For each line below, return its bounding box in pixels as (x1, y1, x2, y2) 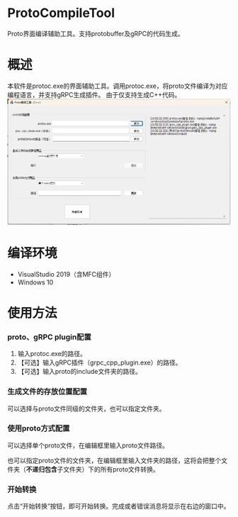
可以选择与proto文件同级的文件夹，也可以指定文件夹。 (7, 404, 166, 413)
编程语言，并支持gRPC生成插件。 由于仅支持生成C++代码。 (7, 90, 181, 99)
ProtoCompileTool (7, 5, 115, 21)
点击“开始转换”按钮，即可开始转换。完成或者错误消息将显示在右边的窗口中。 (7, 502, 230, 511)
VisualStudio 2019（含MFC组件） (17, 269, 115, 278)
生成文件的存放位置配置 (7, 387, 87, 396)
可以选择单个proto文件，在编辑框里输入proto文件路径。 (7, 441, 169, 450)
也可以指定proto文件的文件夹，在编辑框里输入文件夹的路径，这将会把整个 (7, 456, 222, 465)
